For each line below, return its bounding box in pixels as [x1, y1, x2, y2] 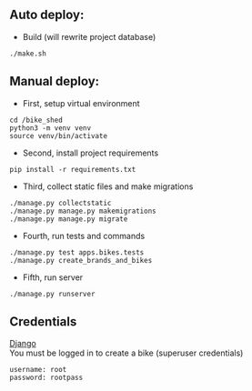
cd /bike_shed [9, 115, 64, 125]
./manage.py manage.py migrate [9, 214, 128, 224]
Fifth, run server [22, 272, 84, 283]
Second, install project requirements [22, 147, 159, 158]
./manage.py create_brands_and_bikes [9, 256, 153, 265]
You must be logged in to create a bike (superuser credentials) [9, 347, 244, 358]
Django [9, 338, 36, 349]
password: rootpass [9, 373, 84, 383]
